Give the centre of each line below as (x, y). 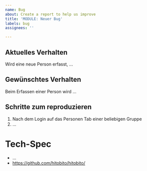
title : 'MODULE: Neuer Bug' (34, 19)
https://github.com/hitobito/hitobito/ (49, 163)
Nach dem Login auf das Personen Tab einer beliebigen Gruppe (77, 119)
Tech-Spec (28, 144)
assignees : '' (20, 28)
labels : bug (17, 23)
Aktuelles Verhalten (36, 52)
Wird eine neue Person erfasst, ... (39, 64)
